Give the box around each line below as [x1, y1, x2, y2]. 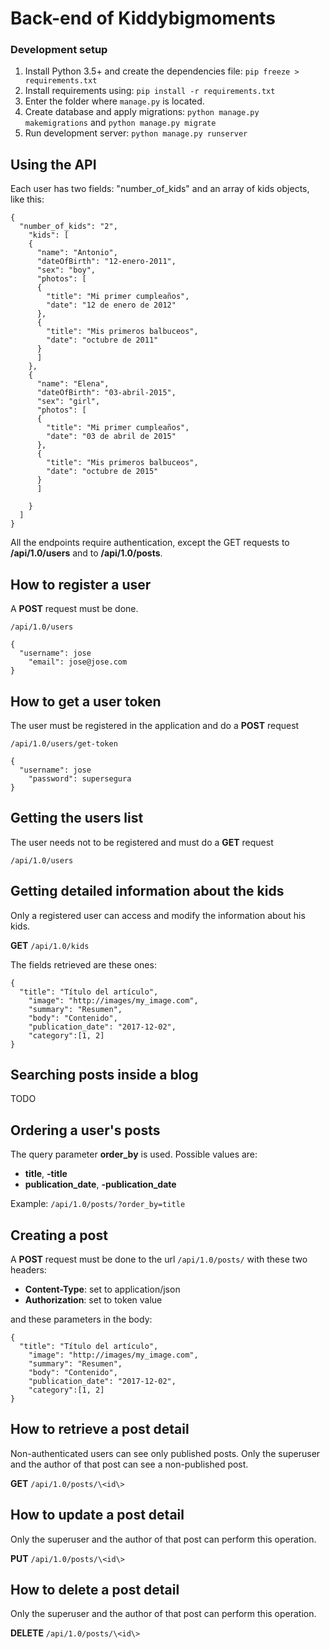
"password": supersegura [28, 773, 132, 784]
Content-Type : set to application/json [24, 1283, 181, 1295]
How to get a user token [10, 693, 162, 710]
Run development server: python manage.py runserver [24, 127, 248, 139]
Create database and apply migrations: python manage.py [24, 106, 260, 118]
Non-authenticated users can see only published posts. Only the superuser [10, 1447, 321, 1459]
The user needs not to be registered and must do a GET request [10, 836, 274, 848]
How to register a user [10, 576, 152, 593]
